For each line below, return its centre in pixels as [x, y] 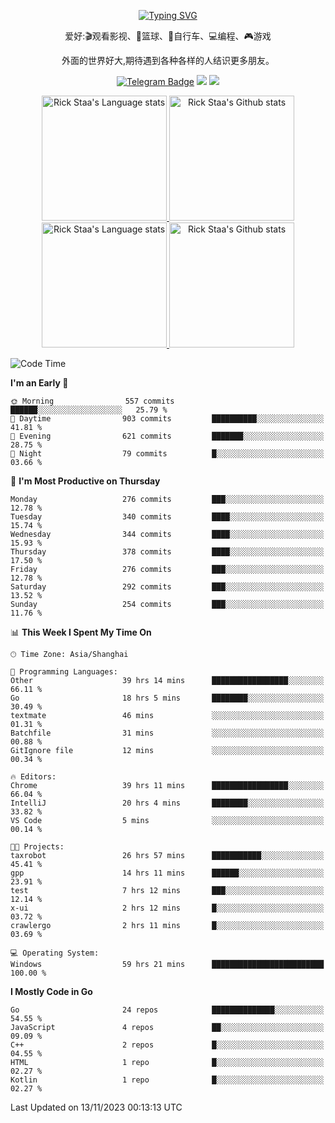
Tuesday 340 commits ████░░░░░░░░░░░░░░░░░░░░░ [167, 517]
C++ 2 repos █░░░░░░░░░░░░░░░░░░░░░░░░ [167, 1045]
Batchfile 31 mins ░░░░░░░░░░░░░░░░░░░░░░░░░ [167, 733]
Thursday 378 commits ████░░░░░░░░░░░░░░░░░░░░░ [167, 552]
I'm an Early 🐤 [39, 383]
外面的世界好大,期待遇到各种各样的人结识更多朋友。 [168, 60]
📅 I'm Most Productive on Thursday [85, 481]
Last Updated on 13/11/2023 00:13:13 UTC [96, 1107]
